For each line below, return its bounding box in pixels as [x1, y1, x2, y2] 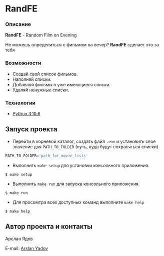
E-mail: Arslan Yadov [5, 245, 48, 251]
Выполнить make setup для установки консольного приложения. [12, 162, 149, 168]
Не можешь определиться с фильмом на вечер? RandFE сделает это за [5, 42, 159, 48]
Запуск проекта [5, 125, 57, 134]
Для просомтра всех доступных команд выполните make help [12, 199, 145, 205]
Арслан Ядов [5, 236, 33, 242]
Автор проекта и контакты [5, 223, 92, 231]
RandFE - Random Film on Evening [5, 32, 77, 38]
